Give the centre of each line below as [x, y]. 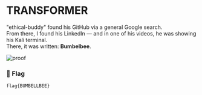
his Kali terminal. [27, 40]
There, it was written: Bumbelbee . [49, 46]
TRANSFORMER [47, 11]
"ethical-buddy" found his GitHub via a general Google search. [84, 27]
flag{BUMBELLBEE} [28, 86]
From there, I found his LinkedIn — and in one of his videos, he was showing [101, 33]
